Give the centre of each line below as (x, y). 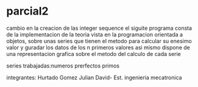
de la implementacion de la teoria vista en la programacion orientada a (95, 34)
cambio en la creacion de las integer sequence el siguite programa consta (99, 28)
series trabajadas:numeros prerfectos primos (63, 66)
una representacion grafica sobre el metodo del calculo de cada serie (94, 54)
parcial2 (27, 11)
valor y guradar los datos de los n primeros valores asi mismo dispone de (98, 47)
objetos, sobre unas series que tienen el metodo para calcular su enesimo (99, 41)
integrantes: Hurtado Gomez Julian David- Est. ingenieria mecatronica (94, 77)
